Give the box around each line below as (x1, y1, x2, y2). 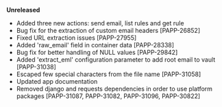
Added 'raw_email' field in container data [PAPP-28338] (16, 41, 175, 49)
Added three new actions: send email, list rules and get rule (16, 19, 184, 27)
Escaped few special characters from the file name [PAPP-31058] (16, 70, 201, 78)
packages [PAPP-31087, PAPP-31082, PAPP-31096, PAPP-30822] (16, 92, 201, 100)
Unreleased (6, 6, 40, 14)
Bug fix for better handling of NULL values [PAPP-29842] (16, 48, 178, 56)
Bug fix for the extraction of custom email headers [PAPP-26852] (16, 27, 201, 34)
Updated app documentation (16, 78, 98, 85)
